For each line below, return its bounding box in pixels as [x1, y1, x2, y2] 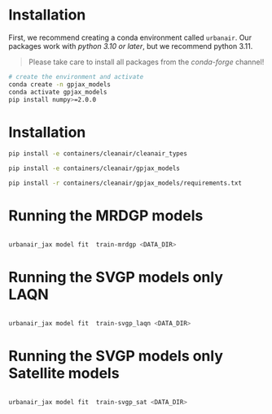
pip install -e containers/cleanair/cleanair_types [8, 150, 187, 158]
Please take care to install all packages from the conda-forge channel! [28, 57, 265, 67]
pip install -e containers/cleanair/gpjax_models [8, 164, 181, 172]
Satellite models [8, 364, 120, 382]
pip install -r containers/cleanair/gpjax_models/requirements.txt [8, 179, 243, 188]
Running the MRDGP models [8, 207, 204, 225]
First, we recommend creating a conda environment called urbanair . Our [8, 33, 252, 42]
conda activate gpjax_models [8, 88, 107, 96]
